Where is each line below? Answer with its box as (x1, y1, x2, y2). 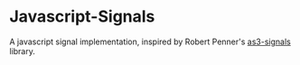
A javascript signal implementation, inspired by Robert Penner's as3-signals (9, 36, 291, 47)
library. (9, 45, 36, 56)
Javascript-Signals (9, 6, 155, 27)
